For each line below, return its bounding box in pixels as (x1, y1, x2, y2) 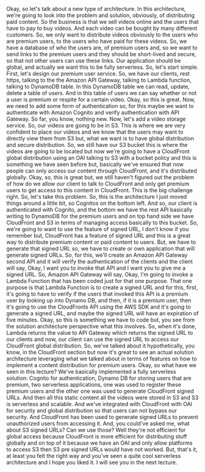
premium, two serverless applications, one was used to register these (6, 381, 182, 388)
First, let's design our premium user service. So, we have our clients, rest (6, 70, 190, 77)
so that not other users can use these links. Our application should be (6, 57, 181, 64)
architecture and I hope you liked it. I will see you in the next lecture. (6, 459, 178, 466)
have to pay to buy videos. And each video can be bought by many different (6, 24, 198, 32)
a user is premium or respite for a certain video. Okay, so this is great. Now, (6, 96, 196, 103)
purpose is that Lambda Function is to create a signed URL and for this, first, (6, 284, 198, 291)
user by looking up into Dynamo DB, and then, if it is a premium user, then (6, 297, 192, 304)
